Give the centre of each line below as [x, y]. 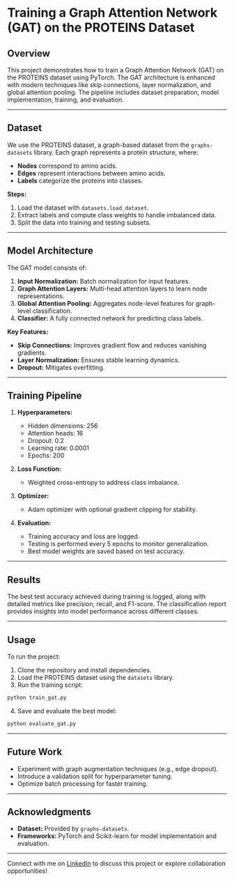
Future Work [35, 752]
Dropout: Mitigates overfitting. [61, 367]
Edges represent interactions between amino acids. [91, 173]
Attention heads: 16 [55, 433]
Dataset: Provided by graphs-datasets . [73, 829]
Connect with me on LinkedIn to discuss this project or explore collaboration [117, 864]
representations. [41, 296]
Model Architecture [50, 251]
